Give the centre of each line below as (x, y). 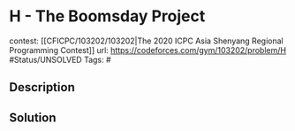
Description (42, 87)
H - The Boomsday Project (107, 16)
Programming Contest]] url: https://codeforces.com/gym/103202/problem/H (148, 50)
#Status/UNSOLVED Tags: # (61, 59)
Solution (33, 117)
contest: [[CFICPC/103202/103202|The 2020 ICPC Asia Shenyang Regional (147, 41)
